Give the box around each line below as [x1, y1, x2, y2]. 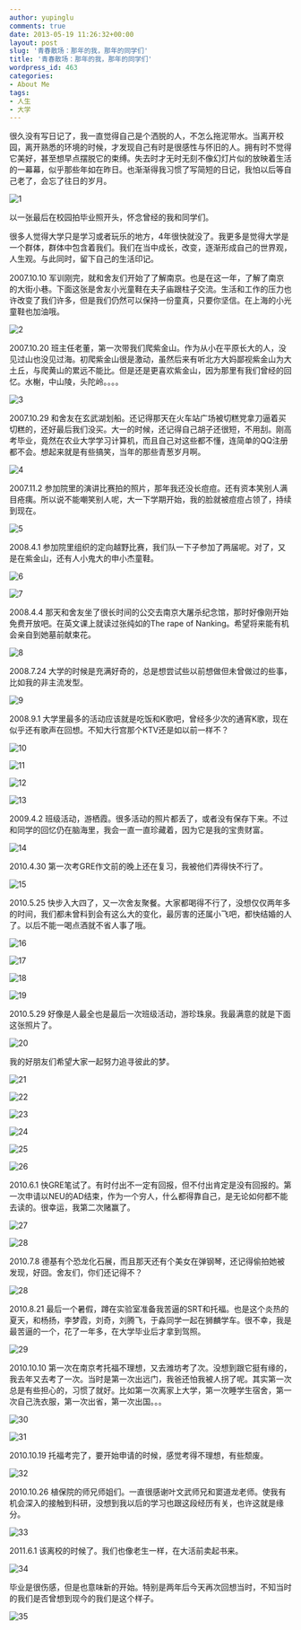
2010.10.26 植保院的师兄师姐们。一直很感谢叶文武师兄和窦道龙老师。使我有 [9, 1486, 287, 1497]
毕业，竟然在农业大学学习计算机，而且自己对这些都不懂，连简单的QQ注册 [16, 435, 288, 446]
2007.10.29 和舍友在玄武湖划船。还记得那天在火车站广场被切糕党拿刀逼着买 [9, 413, 287, 424]
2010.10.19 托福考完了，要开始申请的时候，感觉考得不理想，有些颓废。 [9, 1450, 269, 1461]
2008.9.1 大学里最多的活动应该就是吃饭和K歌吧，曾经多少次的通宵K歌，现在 [9, 714, 289, 724]
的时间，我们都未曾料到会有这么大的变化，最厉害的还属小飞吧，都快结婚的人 [9, 908, 292, 920]
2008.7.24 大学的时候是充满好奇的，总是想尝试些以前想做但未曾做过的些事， [9, 666, 292, 677]
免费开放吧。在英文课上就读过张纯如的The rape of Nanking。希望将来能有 [9, 618, 282, 629]
